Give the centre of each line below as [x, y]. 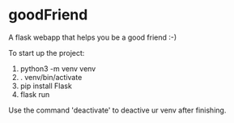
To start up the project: [47, 53]
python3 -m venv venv [58, 68]
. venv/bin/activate [51, 77]
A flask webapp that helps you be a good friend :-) [93, 37]
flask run [35, 94]
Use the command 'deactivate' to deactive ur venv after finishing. [117, 110]
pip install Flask [46, 86]
